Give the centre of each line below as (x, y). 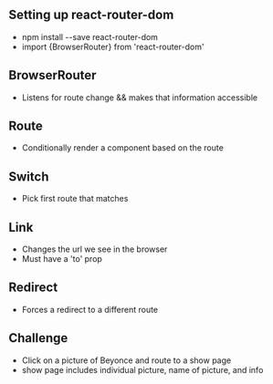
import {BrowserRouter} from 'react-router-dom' (113, 47)
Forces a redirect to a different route (90, 309)
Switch (29, 176)
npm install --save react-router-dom (90, 36)
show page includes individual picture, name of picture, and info (142, 369)
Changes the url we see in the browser (94, 249)
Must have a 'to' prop (62, 259)
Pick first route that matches (75, 199)
